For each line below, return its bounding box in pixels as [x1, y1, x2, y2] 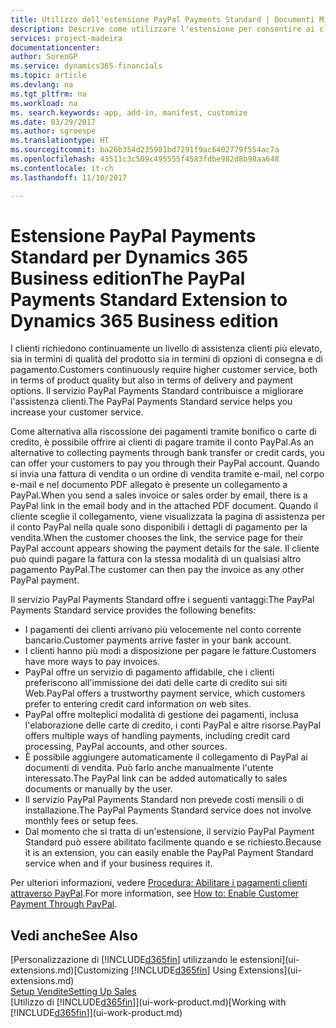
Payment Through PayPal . [10, 898, 118, 910]
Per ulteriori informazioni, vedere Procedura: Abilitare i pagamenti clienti [10, 877, 308, 889]
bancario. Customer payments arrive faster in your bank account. [24, 634, 292, 646]
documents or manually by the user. [24, 783, 173, 795]
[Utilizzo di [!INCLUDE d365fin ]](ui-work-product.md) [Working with [10, 996, 287, 1008]
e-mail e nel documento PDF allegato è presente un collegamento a [10, 479, 288, 491]
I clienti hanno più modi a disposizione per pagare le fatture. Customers [24, 645, 317, 657]
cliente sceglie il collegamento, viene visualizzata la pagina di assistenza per [10, 511, 326, 523]
